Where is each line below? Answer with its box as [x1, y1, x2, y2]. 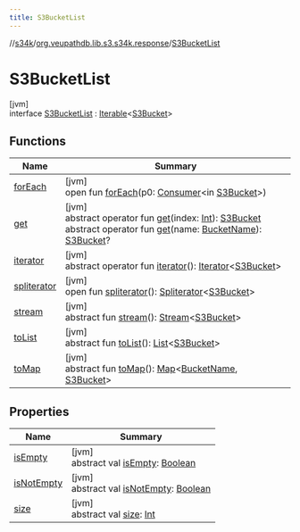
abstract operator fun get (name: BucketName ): [65, 223, 262, 236]
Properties [9, 403, 70, 420]
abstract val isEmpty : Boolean [71, 457, 196, 470]
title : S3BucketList [9, 12, 87, 22]
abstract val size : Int [71, 508, 156, 520]
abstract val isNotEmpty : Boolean [71, 483, 212, 495]
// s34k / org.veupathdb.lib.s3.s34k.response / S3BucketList [9, 37, 221, 48]
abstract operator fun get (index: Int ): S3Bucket [65, 212, 262, 224]
